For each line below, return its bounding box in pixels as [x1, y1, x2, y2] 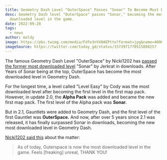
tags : [5, 26, 16, 31]
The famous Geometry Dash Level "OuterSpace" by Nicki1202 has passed [5, 58, 157, 64]
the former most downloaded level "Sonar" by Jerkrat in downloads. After [5, 63, 156, 69]
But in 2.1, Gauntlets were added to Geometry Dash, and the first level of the [5, 109, 161, 115]
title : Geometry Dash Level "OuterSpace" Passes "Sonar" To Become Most [5, 7, 159, 12]
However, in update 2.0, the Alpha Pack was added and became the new [5, 94, 155, 100]
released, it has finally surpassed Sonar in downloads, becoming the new [5, 119, 155, 125]
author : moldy [5, 35, 35, 40]
